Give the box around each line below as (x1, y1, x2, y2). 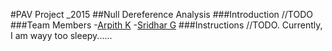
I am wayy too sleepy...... (10, 30, 113, 41)
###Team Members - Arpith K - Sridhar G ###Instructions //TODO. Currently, (10, 19, 323, 31)
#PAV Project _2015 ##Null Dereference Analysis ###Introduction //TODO (10, 9, 313, 20)
